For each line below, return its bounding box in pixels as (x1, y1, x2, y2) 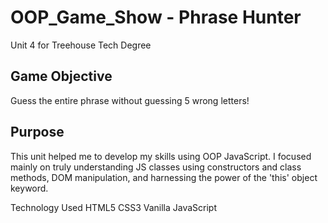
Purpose (10, 124, 65, 141)
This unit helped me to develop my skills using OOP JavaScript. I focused (10, 150, 312, 162)
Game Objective (10, 68, 113, 85)
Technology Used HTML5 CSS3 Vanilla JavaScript (10, 201, 218, 213)
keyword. (10, 182, 49, 194)
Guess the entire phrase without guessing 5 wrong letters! (10, 94, 250, 106)
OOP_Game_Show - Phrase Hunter (10, 6, 302, 29)
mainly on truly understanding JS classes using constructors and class (10, 161, 302, 173)
